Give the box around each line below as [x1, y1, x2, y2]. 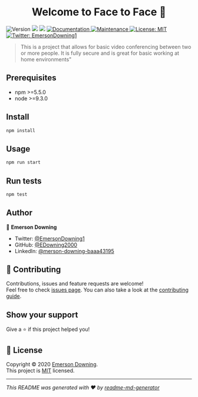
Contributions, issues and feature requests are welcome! [6, 280, 144, 287]
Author [6, 208, 32, 218]
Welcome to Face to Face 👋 [31, 5, 167, 19]
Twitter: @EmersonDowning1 [14, 235, 85, 242]
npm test [6, 191, 28, 197]
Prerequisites [6, 73, 57, 83]
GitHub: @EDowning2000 [14, 241, 78, 248]
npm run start [6, 159, 41, 166]
